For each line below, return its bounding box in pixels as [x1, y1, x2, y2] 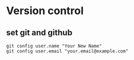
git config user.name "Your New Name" [6, 43, 102, 49]
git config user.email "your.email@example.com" [6, 48, 129, 54]
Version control [6, 4, 84, 18]
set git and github [6, 28, 73, 38]
